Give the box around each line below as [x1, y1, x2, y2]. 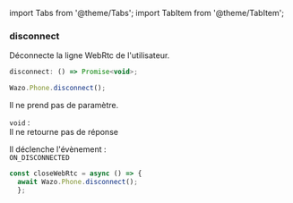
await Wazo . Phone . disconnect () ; [17, 177, 139, 186]
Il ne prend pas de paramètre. [9, 100, 119, 111]
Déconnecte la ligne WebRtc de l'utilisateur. [9, 50, 170, 61]
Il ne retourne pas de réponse [9, 127, 119, 138]
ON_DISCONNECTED [9, 154, 70, 163]
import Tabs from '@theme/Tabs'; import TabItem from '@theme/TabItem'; [9, 8, 285, 18]
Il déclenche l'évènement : [9, 144, 107, 155]
